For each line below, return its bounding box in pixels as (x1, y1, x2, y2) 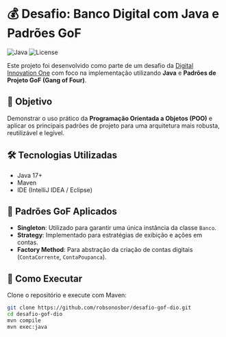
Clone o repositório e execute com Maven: (7, 291, 127, 299)
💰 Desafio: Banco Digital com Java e (7, 6, 219, 22)
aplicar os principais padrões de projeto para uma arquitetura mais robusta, (7, 121, 221, 130)
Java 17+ (16, 171, 42, 179)
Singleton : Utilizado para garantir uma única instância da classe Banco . (16, 224, 217, 232)
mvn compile (7, 317, 41, 324)
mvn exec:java (7, 323, 48, 330)
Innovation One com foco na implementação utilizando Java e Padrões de (7, 69, 216, 77)
